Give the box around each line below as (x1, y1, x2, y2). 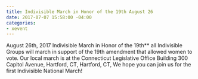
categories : (6, 20, 36, 26)
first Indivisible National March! (6, 67, 82, 75)
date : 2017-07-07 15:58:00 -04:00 (6, 14, 92, 20)
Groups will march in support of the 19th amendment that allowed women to (6, 48, 193, 56)
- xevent (6, 25, 28, 32)
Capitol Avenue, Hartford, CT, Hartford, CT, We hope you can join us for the (6, 61, 191, 68)
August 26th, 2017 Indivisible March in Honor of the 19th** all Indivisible (6, 42, 183, 49)
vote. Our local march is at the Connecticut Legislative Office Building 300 (6, 54, 188, 62)
